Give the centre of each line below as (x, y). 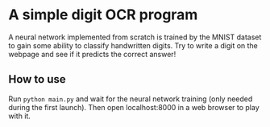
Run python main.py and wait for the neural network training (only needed (131, 99)
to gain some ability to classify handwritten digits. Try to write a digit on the (133, 45)
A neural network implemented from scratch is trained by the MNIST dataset (135, 37)
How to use (37, 79)
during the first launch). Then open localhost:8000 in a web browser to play (134, 107)
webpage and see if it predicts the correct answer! (92, 54)
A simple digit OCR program (103, 15)
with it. (19, 116)
